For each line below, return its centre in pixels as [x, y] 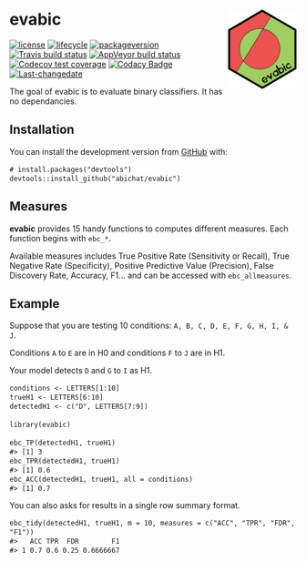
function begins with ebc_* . [61, 238]
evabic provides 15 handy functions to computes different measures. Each [149, 229]
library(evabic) [40, 425]
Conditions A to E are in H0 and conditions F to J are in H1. [117, 353]
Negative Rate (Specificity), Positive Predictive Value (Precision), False [142, 265]
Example [35, 304]
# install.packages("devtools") [71, 169]
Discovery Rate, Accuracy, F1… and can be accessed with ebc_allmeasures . [151, 275]
